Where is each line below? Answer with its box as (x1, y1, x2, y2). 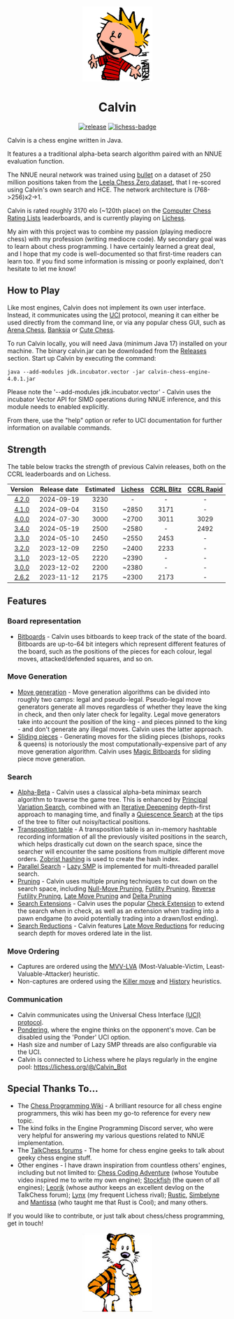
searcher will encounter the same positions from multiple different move (17, 847, 225, 856)
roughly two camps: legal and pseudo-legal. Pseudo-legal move (17, 695, 202, 703)
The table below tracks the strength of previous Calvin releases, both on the (7, 462, 226, 470)
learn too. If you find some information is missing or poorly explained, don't (7, 257, 224, 265)
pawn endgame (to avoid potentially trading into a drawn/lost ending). (17, 914, 219, 923)
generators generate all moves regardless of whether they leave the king (17, 702, 227, 711)
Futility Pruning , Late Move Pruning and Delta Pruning (17, 892, 172, 900)
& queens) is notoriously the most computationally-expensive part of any (17, 740, 227, 748)
